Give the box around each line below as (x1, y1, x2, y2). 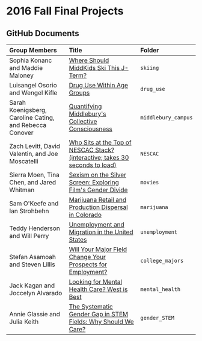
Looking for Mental (69, 278, 122, 286)
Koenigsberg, (9, 106, 47, 114)
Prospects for (69, 260, 107, 269)
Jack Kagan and (9, 281, 55, 290)
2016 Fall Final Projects (6, 4, 124, 18)
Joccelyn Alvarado (9, 289, 63, 297)
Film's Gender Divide (69, 186, 128, 194)
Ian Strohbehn (9, 207, 49, 215)
